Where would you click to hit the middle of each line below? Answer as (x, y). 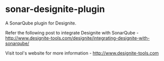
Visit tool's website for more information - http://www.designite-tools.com (82, 53)
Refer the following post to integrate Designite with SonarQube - (72, 32)
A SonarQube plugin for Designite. (41, 23)
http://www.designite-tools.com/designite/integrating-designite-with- (77, 38)
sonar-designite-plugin (55, 9)
